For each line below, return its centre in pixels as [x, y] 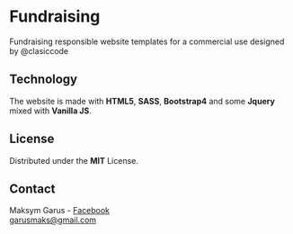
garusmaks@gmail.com [53, 220]
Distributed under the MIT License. [74, 160]
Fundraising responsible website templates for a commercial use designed [147, 41]
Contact [32, 189]
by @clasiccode [39, 50]
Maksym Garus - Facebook [60, 211]
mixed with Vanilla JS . [51, 111]
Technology [44, 80]
